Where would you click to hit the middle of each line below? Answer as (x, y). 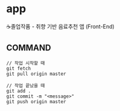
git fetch (19, 68)
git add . (19, 91)
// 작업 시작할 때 (26, 63)
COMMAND (29, 48)
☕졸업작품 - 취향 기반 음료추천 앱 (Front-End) (61, 26)
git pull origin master (36, 74)
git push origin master (36, 102)
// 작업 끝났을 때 (26, 85)
